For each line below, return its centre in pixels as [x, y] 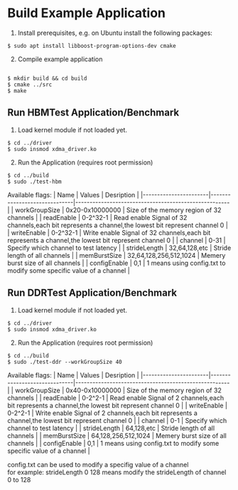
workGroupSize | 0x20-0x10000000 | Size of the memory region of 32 [118, 210]
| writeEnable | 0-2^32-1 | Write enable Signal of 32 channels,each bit [109, 232]
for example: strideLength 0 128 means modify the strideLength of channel [117, 472]
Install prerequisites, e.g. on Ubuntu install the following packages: [115, 33]
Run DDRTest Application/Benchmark [92, 293]
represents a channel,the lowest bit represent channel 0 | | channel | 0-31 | [117, 240]
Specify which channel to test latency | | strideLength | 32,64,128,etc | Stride [119, 248]
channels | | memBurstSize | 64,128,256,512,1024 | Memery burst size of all [117, 435]
